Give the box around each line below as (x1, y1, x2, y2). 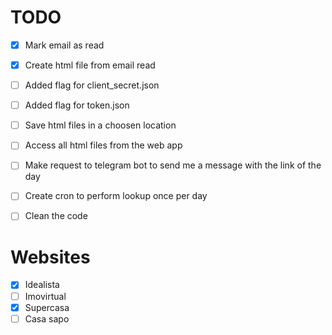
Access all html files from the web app (24, 139, 183, 151)
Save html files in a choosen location (24, 119, 177, 131)
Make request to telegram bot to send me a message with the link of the (24, 159, 322, 171)
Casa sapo (24, 312, 70, 325)
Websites (10, 246, 91, 268)
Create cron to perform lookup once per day (24, 190, 208, 202)
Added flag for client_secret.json (24, 79, 160, 91)
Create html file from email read (24, 59, 156, 71)
